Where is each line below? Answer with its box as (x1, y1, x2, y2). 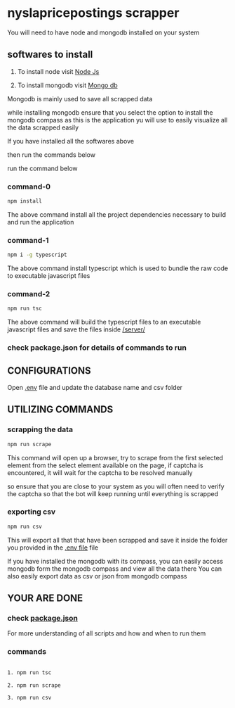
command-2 (7, 289, 51, 299)
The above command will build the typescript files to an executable (7, 318, 201, 327)
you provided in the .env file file (7, 543, 99, 552)
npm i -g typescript (7, 251, 68, 258)
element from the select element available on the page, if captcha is (7, 461, 203, 469)
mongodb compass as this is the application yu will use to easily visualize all (7, 115, 228, 124)
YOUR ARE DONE (7, 593, 83, 605)
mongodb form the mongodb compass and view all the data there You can (7, 564, 222, 573)
